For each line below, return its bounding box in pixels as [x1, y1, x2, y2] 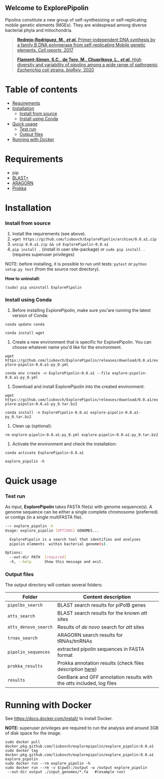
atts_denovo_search [7, 624, 53, 630]
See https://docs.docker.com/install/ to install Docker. [5, 716, 113, 721]
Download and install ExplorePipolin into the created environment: [12, 384, 145, 389]
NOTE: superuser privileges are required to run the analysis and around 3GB [5, 725, 159, 731]
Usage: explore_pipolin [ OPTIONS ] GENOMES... [5, 528, 99, 533]
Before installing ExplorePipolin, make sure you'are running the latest [12, 307, 151, 313]
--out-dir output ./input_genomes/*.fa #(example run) [7, 770, 125, 775]
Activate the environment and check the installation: [12, 441, 117, 447]
